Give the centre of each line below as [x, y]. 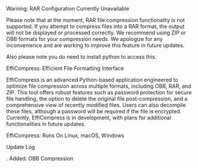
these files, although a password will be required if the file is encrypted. [94, 111]
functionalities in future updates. [46, 124]
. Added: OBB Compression [40, 159]
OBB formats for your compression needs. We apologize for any [84, 39]
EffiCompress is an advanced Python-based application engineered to [92, 80]
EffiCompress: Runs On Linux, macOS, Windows [65, 135]
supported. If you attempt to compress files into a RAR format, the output [95, 26]
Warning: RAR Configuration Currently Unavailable [68, 9]
